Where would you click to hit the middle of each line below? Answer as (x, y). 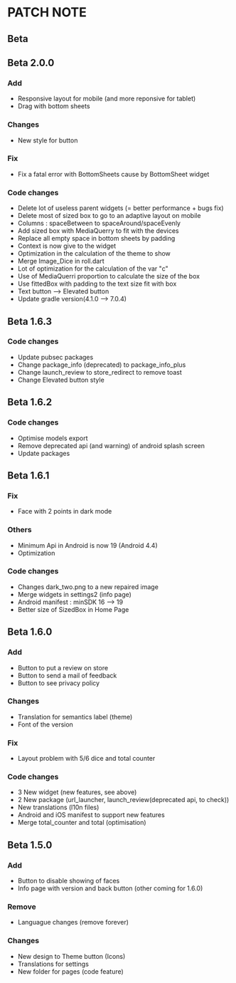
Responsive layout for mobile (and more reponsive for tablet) (107, 99)
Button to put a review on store (63, 667)
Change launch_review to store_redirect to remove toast (100, 372)
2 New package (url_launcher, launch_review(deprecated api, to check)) (123, 800)
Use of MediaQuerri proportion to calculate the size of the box (109, 276)
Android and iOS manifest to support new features (91, 815)
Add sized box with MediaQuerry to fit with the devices (98, 231)
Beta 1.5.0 (30, 845)
